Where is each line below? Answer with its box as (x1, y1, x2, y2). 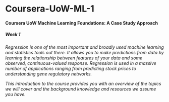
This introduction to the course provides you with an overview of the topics (5, 80, 161, 86)
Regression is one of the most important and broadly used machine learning (5, 44, 164, 50)
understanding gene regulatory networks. (5, 71, 92, 77)
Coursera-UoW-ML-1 (5, 3, 94, 15)
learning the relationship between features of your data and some (5, 55, 143, 61)
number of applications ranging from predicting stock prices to (5, 65, 136, 71)
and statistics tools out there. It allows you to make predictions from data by (5, 49, 164, 55)
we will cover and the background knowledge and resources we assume (5, 86, 156, 92)
